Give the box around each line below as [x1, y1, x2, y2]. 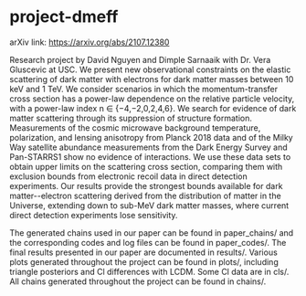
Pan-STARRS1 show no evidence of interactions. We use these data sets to [9, 151, 291, 162]
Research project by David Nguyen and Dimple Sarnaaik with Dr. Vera [9, 54, 271, 65]
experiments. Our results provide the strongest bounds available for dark [9, 180, 283, 191]
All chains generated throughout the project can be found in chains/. [9, 276, 267, 287]
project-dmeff [9, 6, 119, 27]
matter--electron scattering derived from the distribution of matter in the [9, 190, 281, 201]
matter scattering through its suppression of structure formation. [9, 112, 253, 123]
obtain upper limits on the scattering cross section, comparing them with [9, 161, 283, 172]
